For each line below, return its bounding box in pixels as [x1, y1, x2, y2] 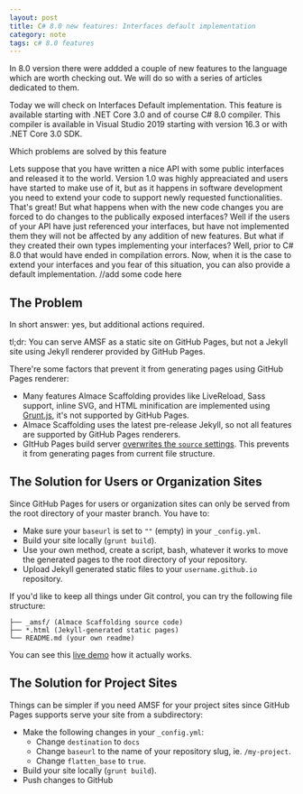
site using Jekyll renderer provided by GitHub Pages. [9, 346, 206, 357]
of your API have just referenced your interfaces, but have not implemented [9, 221, 290, 232]
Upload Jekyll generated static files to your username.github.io [22, 563, 258, 574]
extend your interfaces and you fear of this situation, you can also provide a [9, 259, 290, 271]
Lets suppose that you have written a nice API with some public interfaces [9, 163, 285, 174]
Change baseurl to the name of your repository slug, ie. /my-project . [35, 745, 291, 756]
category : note [9, 30, 67, 39]
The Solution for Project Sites [9, 676, 178, 691]
